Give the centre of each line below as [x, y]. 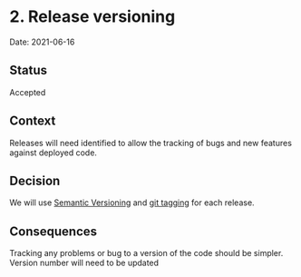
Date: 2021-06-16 [42, 42]
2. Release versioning [92, 17]
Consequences [53, 231]
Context [33, 121]
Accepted [28, 92]
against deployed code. [53, 153]
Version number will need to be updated [84, 263]
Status [29, 70]
